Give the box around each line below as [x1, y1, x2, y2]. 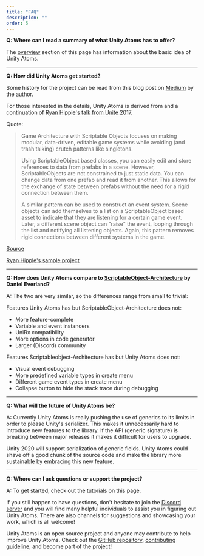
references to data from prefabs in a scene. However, [21, 163, 155, 171]
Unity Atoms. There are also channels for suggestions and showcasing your [6, 512, 196, 519]
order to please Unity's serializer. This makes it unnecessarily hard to [6, 420, 179, 428]
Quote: [6, 121, 24, 128]
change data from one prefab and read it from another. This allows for [21, 177, 196, 184]
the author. [6, 90, 33, 98]
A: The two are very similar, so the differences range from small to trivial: [6, 293, 188, 300]
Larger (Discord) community [15, 342, 86, 349]
